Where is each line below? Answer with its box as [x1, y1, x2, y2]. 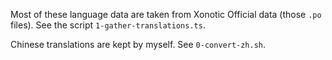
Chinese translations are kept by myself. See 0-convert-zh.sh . [10, 39, 267, 50]
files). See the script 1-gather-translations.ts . [10, 19, 206, 31]
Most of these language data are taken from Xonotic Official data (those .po [10, 9, 322, 20]
